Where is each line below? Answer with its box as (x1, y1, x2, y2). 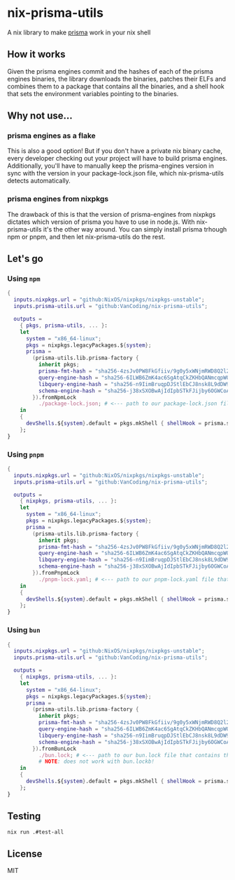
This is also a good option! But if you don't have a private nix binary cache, (7, 147, 222, 155)
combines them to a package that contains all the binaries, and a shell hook (7, 82, 225, 91)
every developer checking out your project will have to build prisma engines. (7, 154, 228, 163)
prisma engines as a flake (7, 131, 96, 141)
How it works (7, 48, 66, 60)
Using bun (7, 625, 41, 635)
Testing (7, 811, 41, 822)
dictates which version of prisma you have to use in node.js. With (7, 218, 195, 226)
